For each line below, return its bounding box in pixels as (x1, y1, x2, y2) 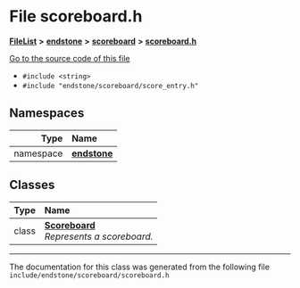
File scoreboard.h (9, 6, 143, 27)
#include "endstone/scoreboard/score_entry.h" (21, 81, 199, 90)
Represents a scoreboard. (44, 230, 154, 243)
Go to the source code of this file (9, 53, 130, 63)
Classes (9, 177, 55, 193)
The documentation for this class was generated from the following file (9, 261, 271, 272)
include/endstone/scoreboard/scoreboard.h (9, 270, 170, 280)
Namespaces (9, 105, 85, 121)
